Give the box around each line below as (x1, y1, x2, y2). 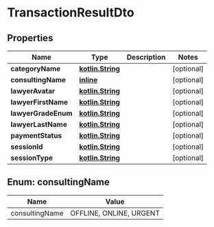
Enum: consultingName (7, 176, 110, 188)
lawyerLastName (10, 120, 67, 129)
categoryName (10, 64, 61, 73)
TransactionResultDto (7, 5, 135, 21)
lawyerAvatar (10, 86, 56, 95)
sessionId (10, 142, 43, 152)
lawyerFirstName (10, 97, 69, 107)
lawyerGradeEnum (10, 108, 73, 118)
